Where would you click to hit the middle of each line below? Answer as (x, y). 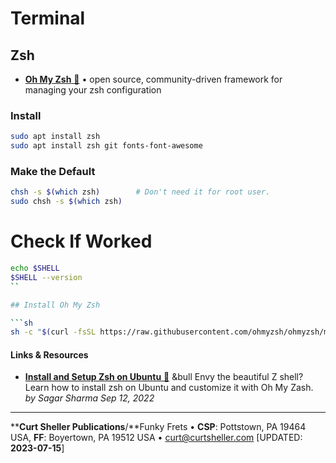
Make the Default (53, 171)
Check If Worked (81, 241)
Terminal (48, 18)
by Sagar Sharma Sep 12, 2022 (89, 398)
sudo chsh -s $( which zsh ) (66, 202)
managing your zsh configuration (93, 90)
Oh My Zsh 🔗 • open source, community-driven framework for (153, 79)
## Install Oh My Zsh (55, 305)
